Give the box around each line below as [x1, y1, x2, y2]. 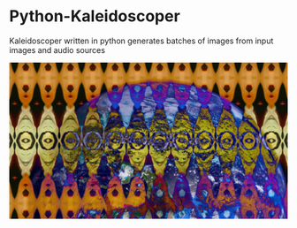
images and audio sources [9, 44, 106, 55]
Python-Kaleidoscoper [9, 6, 181, 27]
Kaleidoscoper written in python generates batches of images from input [9, 35, 274, 46]
